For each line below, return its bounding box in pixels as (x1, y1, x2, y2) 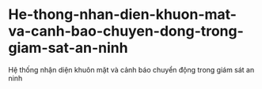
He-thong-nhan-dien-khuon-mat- (8, 6, 237, 24)
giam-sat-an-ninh (8, 39, 128, 57)
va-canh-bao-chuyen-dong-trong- (8, 22, 244, 40)
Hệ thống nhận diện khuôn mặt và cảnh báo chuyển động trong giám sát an (8, 65, 255, 74)
